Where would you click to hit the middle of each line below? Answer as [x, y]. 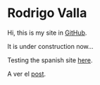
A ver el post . [27, 74]
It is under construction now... [50, 46]
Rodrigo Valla [47, 13]
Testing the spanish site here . [50, 60]
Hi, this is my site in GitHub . [47, 33]
